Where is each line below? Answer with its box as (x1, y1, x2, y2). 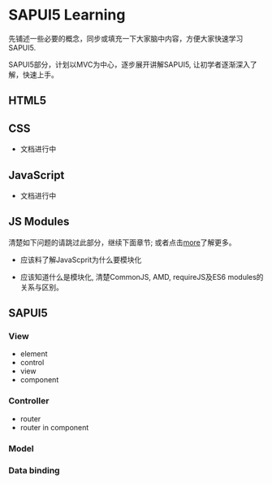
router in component (19, 422, 89, 432)
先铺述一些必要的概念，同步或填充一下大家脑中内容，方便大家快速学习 (8, 33, 244, 43)
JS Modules (8, 215, 70, 229)
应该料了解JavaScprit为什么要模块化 (19, 255, 142, 264)
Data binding (8, 464, 60, 476)
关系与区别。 (19, 282, 63, 292)
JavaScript (8, 168, 65, 182)
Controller (8, 395, 50, 407)
